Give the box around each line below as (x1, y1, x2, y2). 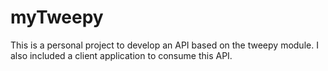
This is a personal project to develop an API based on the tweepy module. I (10, 39, 319, 51)
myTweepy (10, 6, 104, 29)
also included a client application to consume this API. (10, 49, 233, 61)
